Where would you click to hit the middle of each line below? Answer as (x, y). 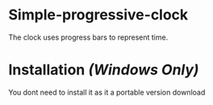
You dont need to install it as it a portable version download (107, 92)
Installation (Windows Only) (104, 70)
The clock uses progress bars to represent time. (88, 37)
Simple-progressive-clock (98, 15)
